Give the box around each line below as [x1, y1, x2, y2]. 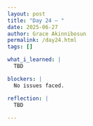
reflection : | [7, 95, 49, 102]
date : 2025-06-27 [7, 23, 58, 30]
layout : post [7, 10, 46, 18]
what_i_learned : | [7, 56, 61, 64]
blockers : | [7, 75, 42, 82]
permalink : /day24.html [7, 37, 77, 44]
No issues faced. [13, 82, 65, 89]
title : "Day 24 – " [7, 17, 65, 24]
